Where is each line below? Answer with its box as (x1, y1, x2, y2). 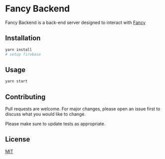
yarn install (5, 47, 32, 52)
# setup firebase (5, 52, 41, 57)
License (5, 135, 30, 144)
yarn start (5, 79, 28, 84)
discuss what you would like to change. (5, 111, 86, 117)
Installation (5, 34, 41, 42)
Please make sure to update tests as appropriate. (5, 121, 106, 127)
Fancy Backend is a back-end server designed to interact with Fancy (5, 19, 146, 25)
